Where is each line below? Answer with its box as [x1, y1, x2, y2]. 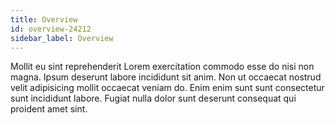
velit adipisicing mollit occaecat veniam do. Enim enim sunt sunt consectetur [10, 82, 325, 94]
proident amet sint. [10, 103, 88, 115]
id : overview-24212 [10, 24, 92, 34]
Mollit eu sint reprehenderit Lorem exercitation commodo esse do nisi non [10, 61, 315, 73]
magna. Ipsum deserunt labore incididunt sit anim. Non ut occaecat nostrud [10, 71, 322, 83]
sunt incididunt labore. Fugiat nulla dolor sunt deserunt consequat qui [10, 92, 297, 105]
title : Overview [10, 14, 78, 25]
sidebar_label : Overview [10, 33, 114, 43]
